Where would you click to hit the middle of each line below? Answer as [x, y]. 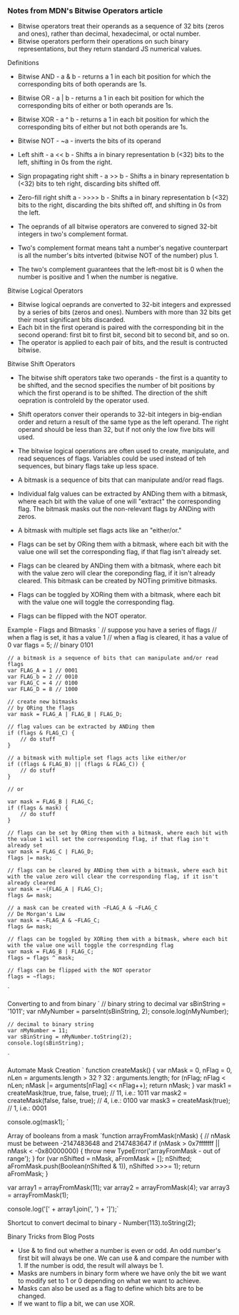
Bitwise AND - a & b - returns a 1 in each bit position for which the [114, 76]
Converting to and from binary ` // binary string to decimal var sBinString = [117, 1004]
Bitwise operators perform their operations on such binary [103, 41]
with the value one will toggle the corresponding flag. [96, 603]
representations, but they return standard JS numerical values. [110, 49]
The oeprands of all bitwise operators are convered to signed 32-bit [117, 226]
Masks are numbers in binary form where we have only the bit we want [122, 1274]
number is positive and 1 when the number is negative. [98, 277]
